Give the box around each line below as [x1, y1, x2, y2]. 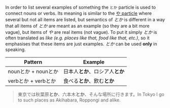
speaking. [5, 46, 26, 52]
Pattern [23, 59, 42, 65]
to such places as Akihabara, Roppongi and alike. [17, 97, 121, 103]
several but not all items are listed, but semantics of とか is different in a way [5, 17, 165, 22]
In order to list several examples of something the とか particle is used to [5, 5, 156, 10]
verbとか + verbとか [8, 78, 56, 84]
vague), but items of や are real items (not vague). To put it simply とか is [5, 29, 157, 35]
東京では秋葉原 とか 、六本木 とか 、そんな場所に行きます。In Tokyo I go [17, 91, 164, 97]
